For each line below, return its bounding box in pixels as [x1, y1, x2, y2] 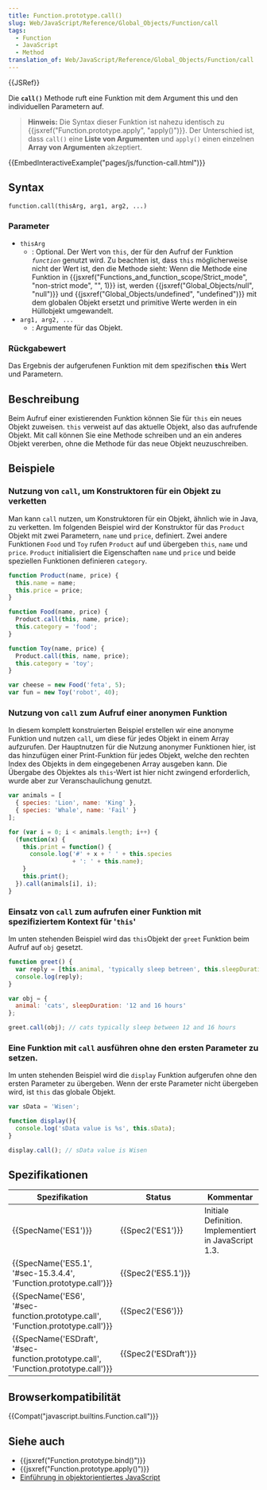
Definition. [203, 1215, 243, 1226]
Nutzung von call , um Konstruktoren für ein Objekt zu [8, 486, 221, 497]
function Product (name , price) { [8, 571, 119, 579]
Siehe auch [8, 1434, 65, 1448]
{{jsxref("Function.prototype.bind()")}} [19, 1456, 146, 1465]
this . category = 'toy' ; [15, 659, 94, 667]
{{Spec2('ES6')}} [120, 1305, 184, 1317]
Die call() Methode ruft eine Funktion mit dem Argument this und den [8, 93, 238, 103]
